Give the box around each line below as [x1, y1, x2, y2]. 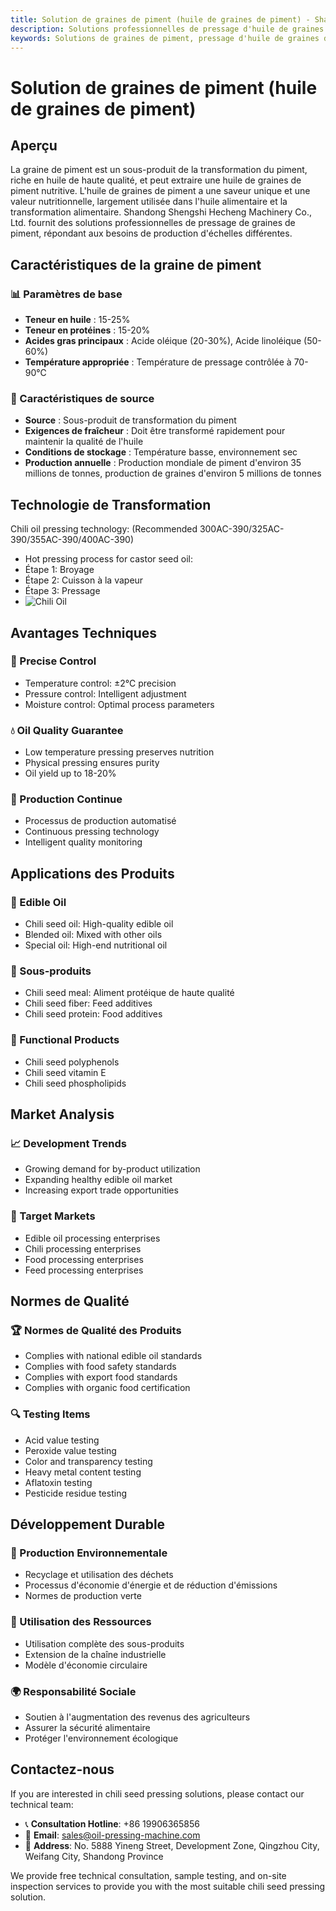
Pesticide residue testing [24, 1487, 127, 1499]
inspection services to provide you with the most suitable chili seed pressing [10, 1880, 325, 1892]
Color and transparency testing [24, 1455, 153, 1467]
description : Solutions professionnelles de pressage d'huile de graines [10, 24, 325, 34]
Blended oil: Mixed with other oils [24, 929, 163, 941]
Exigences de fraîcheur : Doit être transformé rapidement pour [24, 425, 286, 437]
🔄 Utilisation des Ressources [10, 1615, 152, 1629]
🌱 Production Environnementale [10, 1546, 168, 1560]
